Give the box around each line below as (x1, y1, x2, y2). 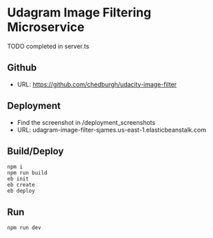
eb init (7, 176, 30, 182)
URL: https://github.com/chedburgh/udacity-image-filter (16, 80, 177, 88)
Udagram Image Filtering (7, 5, 152, 21)
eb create (7, 182, 36, 189)
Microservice (7, 19, 85, 35)
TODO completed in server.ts (7, 42, 89, 50)
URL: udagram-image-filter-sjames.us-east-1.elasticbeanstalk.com (16, 126, 206, 134)
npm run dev (7, 224, 41, 231)
